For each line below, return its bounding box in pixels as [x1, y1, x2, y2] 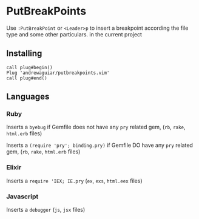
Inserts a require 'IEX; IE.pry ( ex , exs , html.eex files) [6, 177, 143, 184]
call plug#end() [6, 75, 47, 81]
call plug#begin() [6, 64, 53, 70]
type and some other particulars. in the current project [6, 30, 143, 38]
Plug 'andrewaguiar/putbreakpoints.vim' [6, 70, 110, 76]
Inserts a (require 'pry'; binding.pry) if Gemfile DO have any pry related [6, 141, 193, 149]
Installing [6, 49, 42, 59]
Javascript [6, 192, 39, 201]
